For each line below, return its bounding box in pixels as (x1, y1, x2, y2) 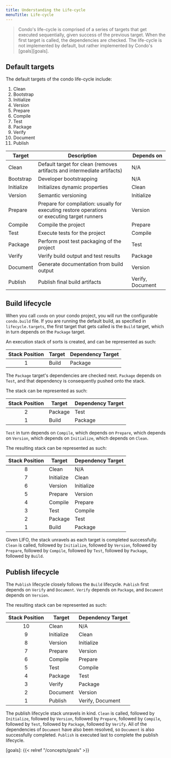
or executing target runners (38, 213, 104, 220)
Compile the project (38, 221, 85, 228)
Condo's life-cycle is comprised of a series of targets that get (18, 26, 147, 32)
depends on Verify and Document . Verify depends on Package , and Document (6, 586, 164, 592)
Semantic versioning (38, 192, 87, 199)
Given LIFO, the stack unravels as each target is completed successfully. (6, 537, 158, 543)
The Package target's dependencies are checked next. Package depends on (6, 372, 161, 378)
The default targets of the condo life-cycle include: (6, 76, 112, 82)
